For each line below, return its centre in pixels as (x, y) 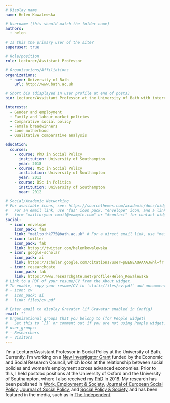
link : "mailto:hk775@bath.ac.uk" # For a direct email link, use (85, 234)
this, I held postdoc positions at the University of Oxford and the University (83, 373)
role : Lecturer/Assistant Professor (44, 61)
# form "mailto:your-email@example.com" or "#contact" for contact (80, 215)
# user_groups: (21, 328)
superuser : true (22, 47)
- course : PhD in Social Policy (48, 154)
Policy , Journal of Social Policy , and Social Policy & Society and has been (81, 389)
